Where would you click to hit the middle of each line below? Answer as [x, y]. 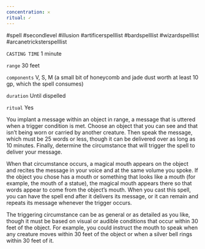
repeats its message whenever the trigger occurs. [69, 203]
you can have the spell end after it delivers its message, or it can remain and [102, 196]
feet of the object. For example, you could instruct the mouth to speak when [102, 228]
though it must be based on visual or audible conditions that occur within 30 [102, 221]
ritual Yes [20, 107]
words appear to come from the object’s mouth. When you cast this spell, [99, 190]
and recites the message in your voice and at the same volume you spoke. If [102, 170]
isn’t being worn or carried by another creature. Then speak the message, [99, 132]
